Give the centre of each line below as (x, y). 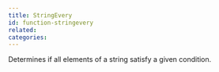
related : (23, 30)
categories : (28, 37)
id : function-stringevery (51, 23)
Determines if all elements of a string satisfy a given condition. (110, 59)
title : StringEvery (40, 15)
